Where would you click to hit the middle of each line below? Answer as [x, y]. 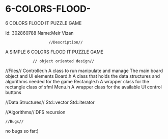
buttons [13, 92]
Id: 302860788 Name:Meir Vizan [39, 33]
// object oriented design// [63, 61]
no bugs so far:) [22, 131]
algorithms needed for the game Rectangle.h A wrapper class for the [77, 81]
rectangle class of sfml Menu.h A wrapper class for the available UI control [83, 87]
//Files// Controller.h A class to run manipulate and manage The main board [84, 71]
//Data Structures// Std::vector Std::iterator [50, 102]
